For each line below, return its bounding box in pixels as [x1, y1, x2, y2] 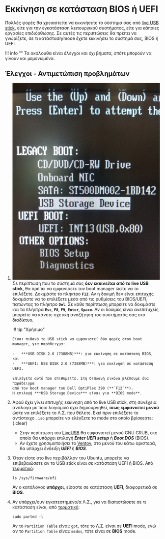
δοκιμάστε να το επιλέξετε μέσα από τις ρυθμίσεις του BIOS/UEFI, [12, 296, 148, 302]
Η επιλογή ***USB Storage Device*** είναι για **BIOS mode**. [12, 391, 142, 396]
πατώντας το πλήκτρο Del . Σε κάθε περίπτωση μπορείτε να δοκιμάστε [12, 301, 156, 307]
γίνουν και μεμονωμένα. [5, 55, 55, 61]
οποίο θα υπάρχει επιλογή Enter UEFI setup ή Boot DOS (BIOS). [19, 435, 150, 441]
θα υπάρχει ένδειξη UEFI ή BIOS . [19, 446, 87, 451]
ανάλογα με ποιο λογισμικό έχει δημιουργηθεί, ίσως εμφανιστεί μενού [12, 405, 160, 411]
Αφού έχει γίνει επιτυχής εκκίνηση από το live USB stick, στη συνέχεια [12, 399, 157, 405]
